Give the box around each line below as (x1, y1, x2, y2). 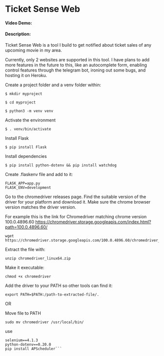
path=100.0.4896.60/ (5, 224, 48, 230)
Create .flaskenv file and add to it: (5, 171, 73, 177)
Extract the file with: (5, 246, 45, 252)
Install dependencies (5, 153, 47, 159)
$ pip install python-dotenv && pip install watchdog (5, 163, 117, 168)
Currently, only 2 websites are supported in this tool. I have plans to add (5, 56, 150, 62)
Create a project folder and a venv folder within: (5, 82, 102, 88)
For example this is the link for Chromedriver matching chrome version (5, 213, 147, 219)
